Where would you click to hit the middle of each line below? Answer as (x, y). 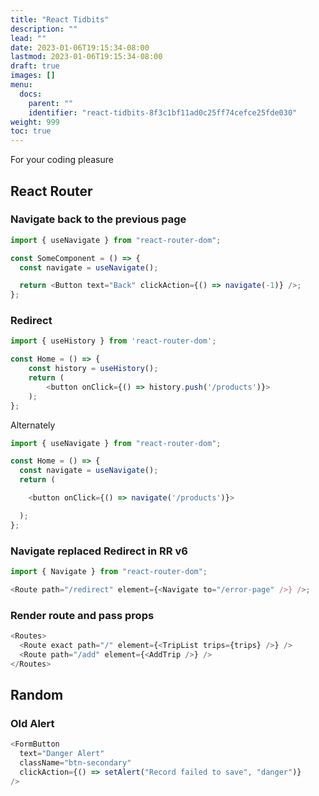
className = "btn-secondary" (75, 763)
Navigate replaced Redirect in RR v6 (99, 551)
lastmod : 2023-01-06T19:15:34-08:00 (86, 57)
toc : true (31, 131)
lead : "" (28, 38)
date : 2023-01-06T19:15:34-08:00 (80, 47)
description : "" (44, 29)
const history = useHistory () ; (93, 369)
